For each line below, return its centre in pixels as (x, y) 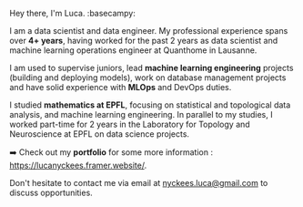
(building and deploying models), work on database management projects (148, 78)
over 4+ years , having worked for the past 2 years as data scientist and (144, 41)
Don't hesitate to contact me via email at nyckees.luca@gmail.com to (139, 183)
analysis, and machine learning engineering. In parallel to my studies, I (141, 114)
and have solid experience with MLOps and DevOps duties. (121, 87)
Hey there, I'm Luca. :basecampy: (73, 13)
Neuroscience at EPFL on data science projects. (99, 134)
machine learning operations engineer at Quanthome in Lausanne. (133, 50)
